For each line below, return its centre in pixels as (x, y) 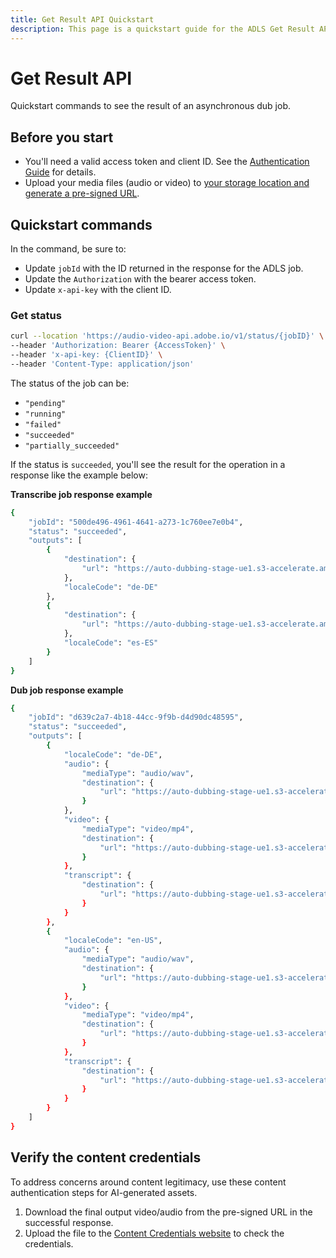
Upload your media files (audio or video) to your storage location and (167, 183)
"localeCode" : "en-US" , (113, 941)
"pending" (45, 403)
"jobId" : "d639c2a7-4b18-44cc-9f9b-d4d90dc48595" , (136, 717)
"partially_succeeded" (72, 446)
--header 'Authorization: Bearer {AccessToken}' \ (118, 346)
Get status (36, 315)
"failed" (43, 424)
